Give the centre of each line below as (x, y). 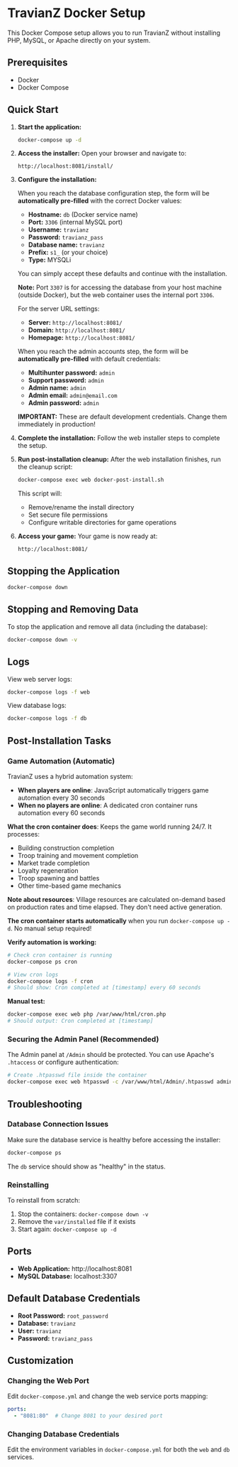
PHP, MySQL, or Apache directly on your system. (79, 40)
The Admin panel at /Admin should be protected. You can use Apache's (111, 1055)
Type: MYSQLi (50, 260)
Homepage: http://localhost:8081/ (82, 338)
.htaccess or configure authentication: (63, 1062)
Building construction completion (66, 848)
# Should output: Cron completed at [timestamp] (80, 1021)
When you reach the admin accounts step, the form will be (103, 351)
